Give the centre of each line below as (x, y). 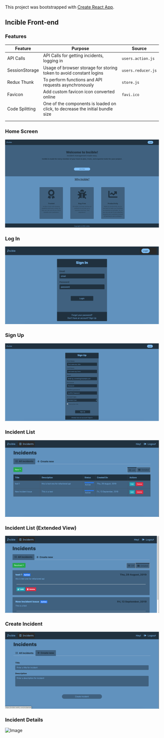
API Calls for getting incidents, (73, 55)
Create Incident (24, 624)
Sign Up (15, 335)
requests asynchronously (69, 85)
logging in (53, 61)
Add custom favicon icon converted (79, 92)
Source (139, 49)
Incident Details (24, 719)
